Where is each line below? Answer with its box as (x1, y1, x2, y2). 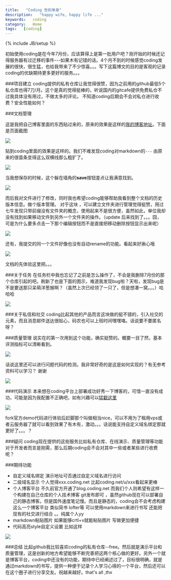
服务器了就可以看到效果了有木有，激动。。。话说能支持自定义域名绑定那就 (14, 421, 166, 428)
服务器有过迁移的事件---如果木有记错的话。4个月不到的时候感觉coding (9, 57, 158, 64)
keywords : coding (5, 17, 47, 22)
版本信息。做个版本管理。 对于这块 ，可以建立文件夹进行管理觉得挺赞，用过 (5, 201, 164, 207)
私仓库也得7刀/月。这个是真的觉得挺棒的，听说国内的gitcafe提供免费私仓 (5, 87, 158, 93)
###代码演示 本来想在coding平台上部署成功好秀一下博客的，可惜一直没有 (5, 388, 159, 394)
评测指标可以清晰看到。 (5, 341, 54, 347)
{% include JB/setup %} (5, 40, 56, 46)
